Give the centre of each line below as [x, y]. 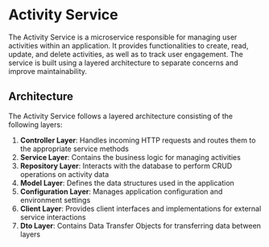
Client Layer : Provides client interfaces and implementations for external [141, 208]
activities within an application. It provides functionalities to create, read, [128, 45]
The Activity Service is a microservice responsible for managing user [123, 37]
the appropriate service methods [74, 148]
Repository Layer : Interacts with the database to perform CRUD [126, 166]
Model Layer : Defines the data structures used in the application [127, 183]
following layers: [35, 124]
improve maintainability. [48, 71]
